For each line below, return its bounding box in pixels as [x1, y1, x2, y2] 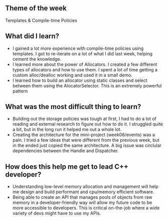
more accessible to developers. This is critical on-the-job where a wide [12, 205, 160, 211]
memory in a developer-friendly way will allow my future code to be [12, 199, 152, 205]
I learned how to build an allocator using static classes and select [12, 77, 147, 83]
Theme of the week [5, 4, 67, 13]
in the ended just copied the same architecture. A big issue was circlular [12, 143, 162, 149]
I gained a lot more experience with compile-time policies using [12, 45, 144, 51]
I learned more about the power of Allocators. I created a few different [12, 61, 157, 67]
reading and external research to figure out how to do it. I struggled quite [12, 121, 163, 127]
